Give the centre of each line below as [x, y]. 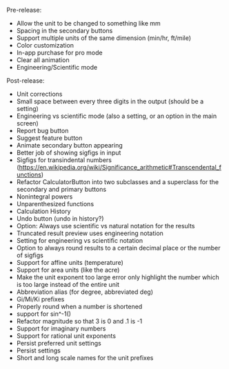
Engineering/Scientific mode [57, 67]
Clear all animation [43, 60]
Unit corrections [39, 94]
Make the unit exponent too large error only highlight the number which [118, 277]
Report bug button [42, 131]
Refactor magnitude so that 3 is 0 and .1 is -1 [79, 321]
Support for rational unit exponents [66, 336]
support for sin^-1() [44, 314]
